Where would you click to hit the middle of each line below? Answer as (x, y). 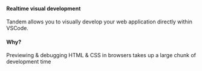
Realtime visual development (44, 8)
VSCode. (18, 28)
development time (29, 62)
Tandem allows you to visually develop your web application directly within (99, 22)
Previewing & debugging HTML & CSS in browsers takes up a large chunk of (101, 55)
